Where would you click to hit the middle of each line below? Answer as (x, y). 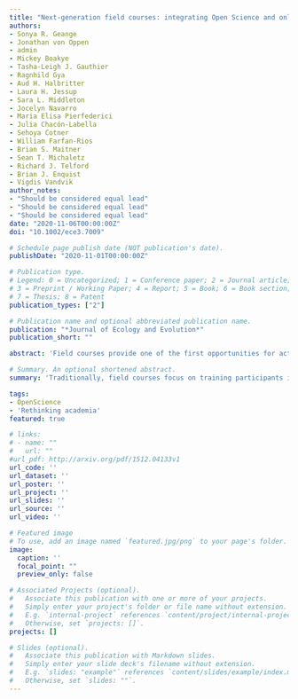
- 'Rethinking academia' (55, 410)
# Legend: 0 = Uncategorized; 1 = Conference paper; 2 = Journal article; (150, 280)
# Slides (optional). (49, 648)
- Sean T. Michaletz (47, 157)
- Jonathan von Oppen (49, 42)
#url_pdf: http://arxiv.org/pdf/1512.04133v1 (94, 459)
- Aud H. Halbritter (47, 83)
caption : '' (39, 558)
